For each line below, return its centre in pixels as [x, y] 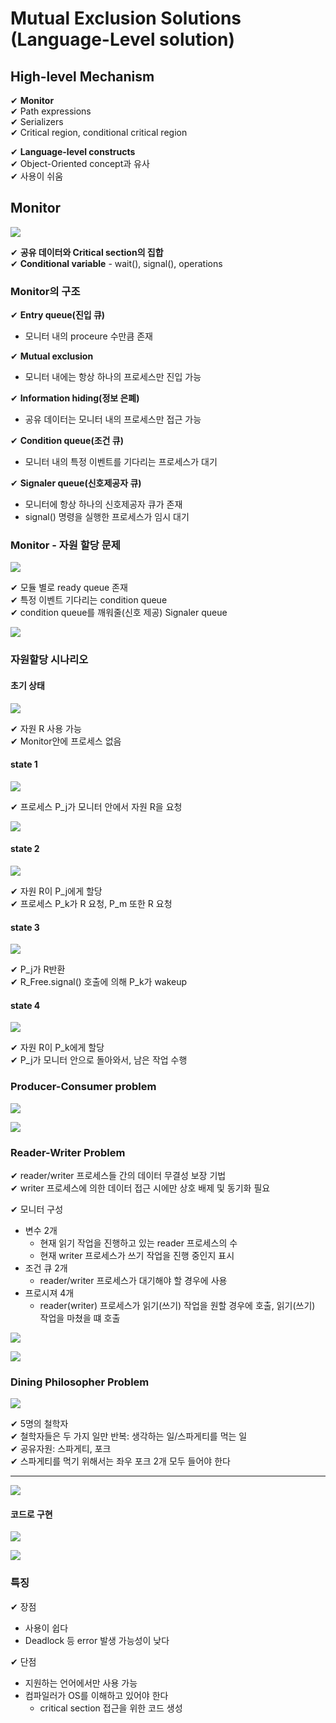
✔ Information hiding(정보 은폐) [75, 398]
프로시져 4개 [49, 1293]
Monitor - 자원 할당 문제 [65, 545]
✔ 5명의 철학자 [39, 1424]
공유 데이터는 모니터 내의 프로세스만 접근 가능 [113, 419]
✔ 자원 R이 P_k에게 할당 [57, 1048]
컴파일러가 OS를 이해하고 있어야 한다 [96, 1695]
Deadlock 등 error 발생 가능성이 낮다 [97, 1640]
